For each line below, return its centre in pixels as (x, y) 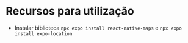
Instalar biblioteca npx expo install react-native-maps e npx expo (98, 28)
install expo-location (43, 34)
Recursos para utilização (70, 11)
